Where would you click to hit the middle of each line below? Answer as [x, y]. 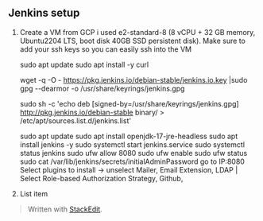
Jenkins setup [44, 13]
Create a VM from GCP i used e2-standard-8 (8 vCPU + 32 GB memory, [137, 32]
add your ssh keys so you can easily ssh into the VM [106, 49]
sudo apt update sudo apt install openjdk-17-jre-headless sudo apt [129, 136]
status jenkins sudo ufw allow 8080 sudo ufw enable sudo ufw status [133, 153]
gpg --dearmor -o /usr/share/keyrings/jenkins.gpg [102, 88]
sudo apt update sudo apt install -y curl [84, 64]
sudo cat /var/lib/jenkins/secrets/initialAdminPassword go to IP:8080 [132, 161]
